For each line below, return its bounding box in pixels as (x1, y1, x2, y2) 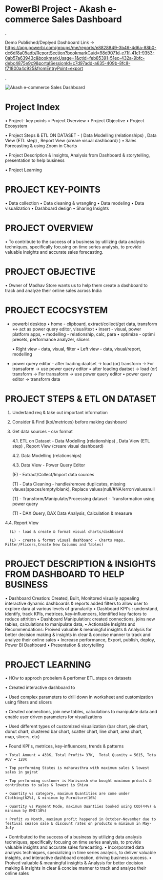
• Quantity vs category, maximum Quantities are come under (5, 791, 130, 796)
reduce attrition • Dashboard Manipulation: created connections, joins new (5, 616, 155, 622)
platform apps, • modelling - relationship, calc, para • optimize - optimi (12, 331, 155, 337)
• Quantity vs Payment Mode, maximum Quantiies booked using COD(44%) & (5, 804, 156, 809)
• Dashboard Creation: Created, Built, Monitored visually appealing (5, 595, 140, 601)
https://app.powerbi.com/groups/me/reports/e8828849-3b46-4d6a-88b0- (5, 44, 157, 50)
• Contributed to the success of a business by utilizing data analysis (5, 834, 142, 840)
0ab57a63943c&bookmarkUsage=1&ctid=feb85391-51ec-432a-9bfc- (5, 55, 145, 61)
